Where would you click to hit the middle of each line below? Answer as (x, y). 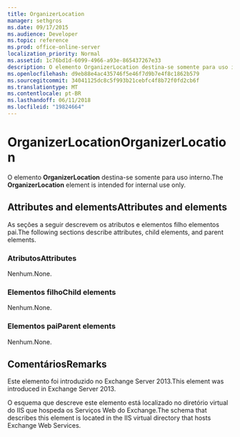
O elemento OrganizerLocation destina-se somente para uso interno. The (115, 177)
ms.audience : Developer (43, 34)
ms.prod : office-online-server (54, 47)
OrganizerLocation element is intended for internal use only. (96, 185)
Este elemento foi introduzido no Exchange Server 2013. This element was (116, 381)
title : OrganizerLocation (46, 14)
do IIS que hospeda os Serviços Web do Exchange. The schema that (107, 411)
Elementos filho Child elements (62, 292)
